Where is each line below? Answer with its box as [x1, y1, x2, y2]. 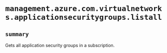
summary [5, 30, 29, 38]
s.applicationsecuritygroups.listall [5, 13, 162, 22]
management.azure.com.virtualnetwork [5, 4, 162, 13]
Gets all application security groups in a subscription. [5, 43, 115, 48]
